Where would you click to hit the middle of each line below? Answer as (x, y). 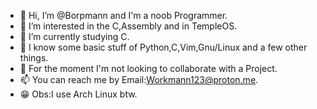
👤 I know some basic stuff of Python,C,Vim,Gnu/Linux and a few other (163, 47)
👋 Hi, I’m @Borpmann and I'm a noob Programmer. (123, 15)
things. (34, 58)
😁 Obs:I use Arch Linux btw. (78, 94)
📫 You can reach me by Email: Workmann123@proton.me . (139, 79)
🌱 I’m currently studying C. (74, 36)
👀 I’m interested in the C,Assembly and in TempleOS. (128, 26)
